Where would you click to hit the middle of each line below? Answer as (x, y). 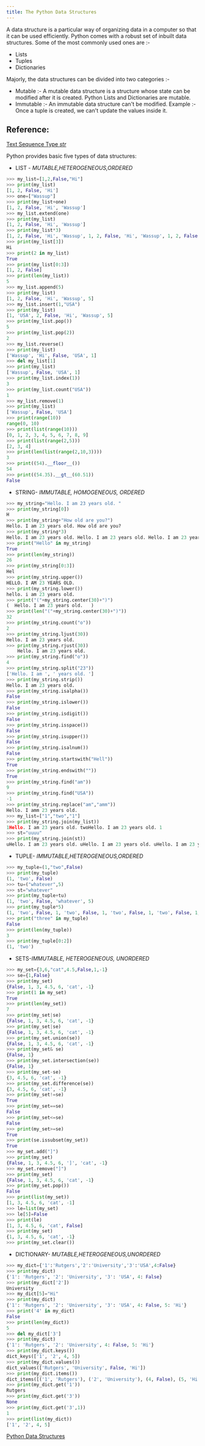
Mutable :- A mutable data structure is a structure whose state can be (103, 91)
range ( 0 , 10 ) (23, 424)
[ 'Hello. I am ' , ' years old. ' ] (50, 674)
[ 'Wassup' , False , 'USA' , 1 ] (43, 373)
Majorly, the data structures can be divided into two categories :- (88, 79)
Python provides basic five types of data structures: (72, 156)
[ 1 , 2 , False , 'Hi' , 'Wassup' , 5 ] (50, 298)
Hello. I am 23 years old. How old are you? (64, 526)
